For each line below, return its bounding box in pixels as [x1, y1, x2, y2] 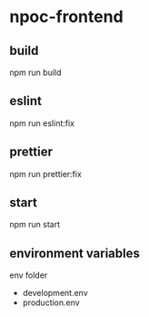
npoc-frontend [9, 6, 124, 27]
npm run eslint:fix [9, 117, 75, 129]
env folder [9, 269, 48, 280]
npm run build [9, 67, 62, 78]
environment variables [9, 245, 141, 261]
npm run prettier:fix [9, 168, 82, 179]
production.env [22, 297, 80, 308]
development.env [22, 288, 88, 299]
